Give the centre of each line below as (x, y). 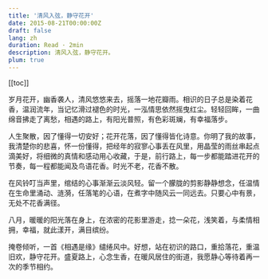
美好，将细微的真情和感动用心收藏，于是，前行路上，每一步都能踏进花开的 (137, 155)
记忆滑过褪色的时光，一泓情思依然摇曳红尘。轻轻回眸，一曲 (162, 109)
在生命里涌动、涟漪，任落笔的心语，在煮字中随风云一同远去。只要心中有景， (134, 193)
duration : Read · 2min (46, 45)
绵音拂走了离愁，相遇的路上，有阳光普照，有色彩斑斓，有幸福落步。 (120, 119)
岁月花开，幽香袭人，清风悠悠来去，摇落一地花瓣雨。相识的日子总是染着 (127, 99)
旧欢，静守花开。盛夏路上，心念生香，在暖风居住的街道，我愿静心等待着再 (130, 257)
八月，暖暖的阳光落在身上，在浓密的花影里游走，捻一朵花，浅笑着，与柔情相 (134, 219)
